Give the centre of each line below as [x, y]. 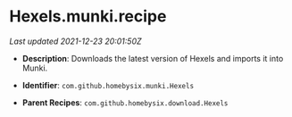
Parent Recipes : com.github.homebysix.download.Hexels [125, 102]
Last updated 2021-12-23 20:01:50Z [75, 41]
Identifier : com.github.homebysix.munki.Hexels [108, 85]
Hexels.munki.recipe [88, 17]
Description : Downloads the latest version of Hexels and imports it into [153, 58]
